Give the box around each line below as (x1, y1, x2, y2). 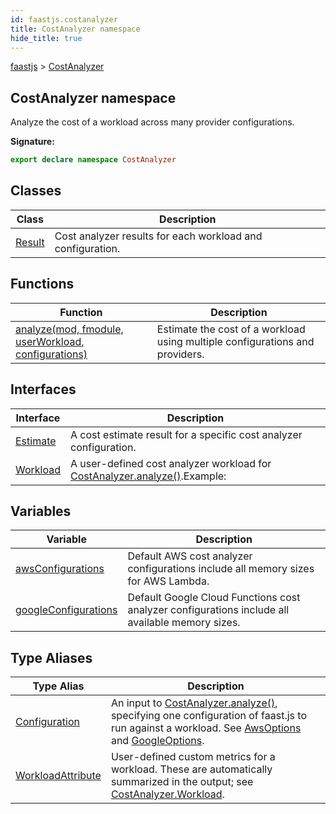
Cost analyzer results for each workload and (54, 229, 263, 243)
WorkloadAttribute (15, 769, 102, 783)
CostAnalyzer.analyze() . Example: (70, 469, 227, 483)
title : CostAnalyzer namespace (10, 24, 141, 34)
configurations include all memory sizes (127, 562, 315, 576)
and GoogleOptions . (110, 734, 205, 748)
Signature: (10, 136, 55, 148)
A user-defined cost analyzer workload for (70, 456, 272, 470)
